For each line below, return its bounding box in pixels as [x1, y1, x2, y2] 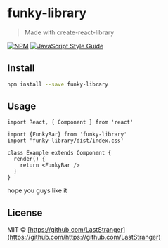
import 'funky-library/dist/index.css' [7, 137, 124, 145]
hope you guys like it [7, 186, 67, 195]
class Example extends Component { [7, 150, 112, 157]
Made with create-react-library [24, 28, 115, 37]
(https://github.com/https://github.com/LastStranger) [7, 233, 161, 242]
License [7, 207, 43, 218]
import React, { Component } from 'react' [7, 119, 134, 126]
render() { [13, 156, 46, 163]
